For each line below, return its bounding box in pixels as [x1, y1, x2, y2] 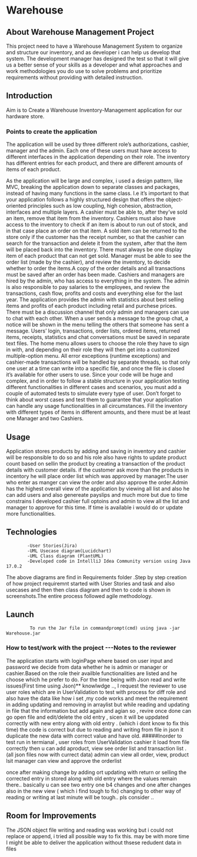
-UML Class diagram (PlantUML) [27, 553, 104, 559]
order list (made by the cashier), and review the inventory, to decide [6, 258, 171, 265]
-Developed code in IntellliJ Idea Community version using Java [27, 558, 191, 564]
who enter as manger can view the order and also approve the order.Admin [6, 479, 188, 486]
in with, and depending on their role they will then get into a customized [6, 346, 179, 353]
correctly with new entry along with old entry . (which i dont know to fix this [6, 719, 189, 727]
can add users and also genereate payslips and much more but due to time [6, 491, 188, 498]
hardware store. [6, 112, 45, 119]
